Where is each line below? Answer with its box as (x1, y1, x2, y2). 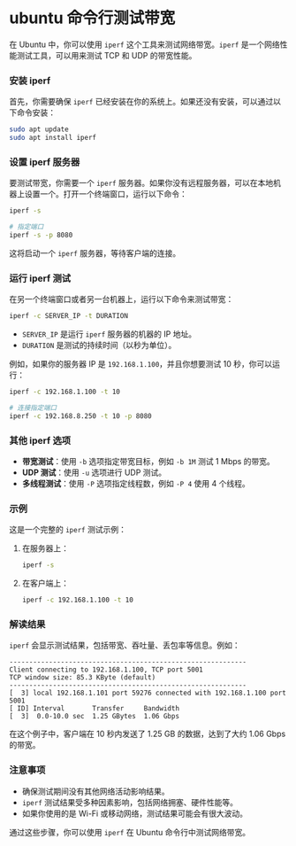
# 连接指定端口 (9, 403, 57, 412)
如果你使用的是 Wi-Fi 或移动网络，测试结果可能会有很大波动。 (21, 808, 247, 819)
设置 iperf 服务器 (9, 156, 80, 168)
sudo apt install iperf (9, 134, 97, 143)
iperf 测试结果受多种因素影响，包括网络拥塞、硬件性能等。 (21, 796, 239, 807)
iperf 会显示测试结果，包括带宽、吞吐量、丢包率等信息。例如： (9, 640, 240, 651)
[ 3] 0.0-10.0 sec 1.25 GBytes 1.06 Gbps (9, 712, 179, 721)
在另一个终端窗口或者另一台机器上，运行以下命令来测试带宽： (9, 294, 234, 305)
